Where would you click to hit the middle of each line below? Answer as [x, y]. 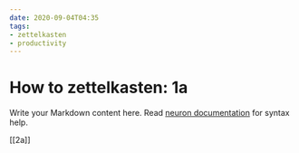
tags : [19, 26]
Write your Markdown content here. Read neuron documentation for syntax [149, 113]
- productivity [38, 43]
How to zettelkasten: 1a [99, 88]
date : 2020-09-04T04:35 [54, 18]
